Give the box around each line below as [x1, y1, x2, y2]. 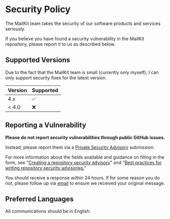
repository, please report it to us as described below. [5, 41, 116, 47]
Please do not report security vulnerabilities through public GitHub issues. [5, 134, 165, 140]
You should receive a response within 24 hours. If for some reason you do [5, 174, 160, 181]
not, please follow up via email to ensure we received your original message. [5, 180, 165, 186]
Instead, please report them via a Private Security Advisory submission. [5, 144, 155, 150]
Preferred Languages [5, 195, 74, 203]
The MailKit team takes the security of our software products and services [5, 20, 161, 26]
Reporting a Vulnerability [5, 121, 86, 130]
